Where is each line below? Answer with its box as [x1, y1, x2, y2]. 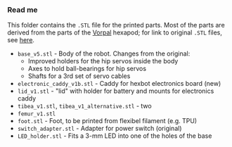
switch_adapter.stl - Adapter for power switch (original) [17, 124, 182, 133]
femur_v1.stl [17, 110, 56, 117]
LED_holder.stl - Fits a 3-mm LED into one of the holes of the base [17, 132, 212, 140]
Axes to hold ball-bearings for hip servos [27, 65, 146, 73]
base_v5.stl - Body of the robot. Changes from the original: [17, 49, 191, 58]
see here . [7, 36, 35, 44]
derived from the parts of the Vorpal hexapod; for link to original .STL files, [7, 28, 223, 37]
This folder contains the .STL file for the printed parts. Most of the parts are [7, 21, 225, 30]
